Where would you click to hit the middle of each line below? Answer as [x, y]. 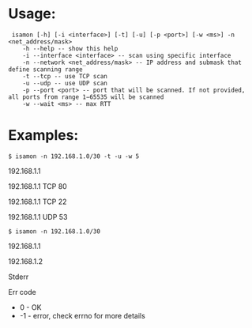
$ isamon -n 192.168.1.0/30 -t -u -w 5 [74, 156]
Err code [23, 292]
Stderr [19, 277]
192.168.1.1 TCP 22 [38, 202]
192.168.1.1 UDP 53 [38, 217]
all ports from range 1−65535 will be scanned [86, 97]
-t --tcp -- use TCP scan [65, 76]
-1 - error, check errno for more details [83, 315]
